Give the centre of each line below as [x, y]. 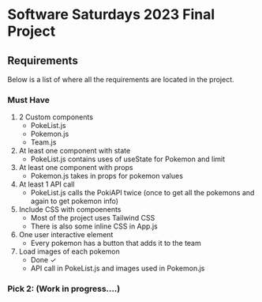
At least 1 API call [47, 184]
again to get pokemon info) [75, 201]
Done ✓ [43, 260]
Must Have [29, 100]
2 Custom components [56, 117]
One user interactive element [66, 235]
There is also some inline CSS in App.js [94, 226]
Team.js [43, 142]
